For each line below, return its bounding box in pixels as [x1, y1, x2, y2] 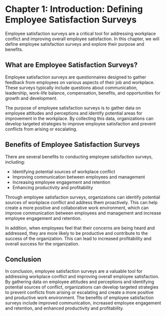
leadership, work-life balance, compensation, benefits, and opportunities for [5, 90, 161, 96]
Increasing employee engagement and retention [12, 179, 111, 185]
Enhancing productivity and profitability [12, 184, 93, 190]
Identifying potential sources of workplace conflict [12, 168, 115, 175]
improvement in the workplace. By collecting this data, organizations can [5, 115, 154, 121]
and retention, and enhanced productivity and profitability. [5, 305, 124, 312]
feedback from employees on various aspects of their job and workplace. [5, 79, 155, 85]
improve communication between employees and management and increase [5, 210, 162, 216]
